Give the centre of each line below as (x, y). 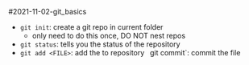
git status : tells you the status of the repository (100, 44)
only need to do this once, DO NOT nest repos (109, 36)
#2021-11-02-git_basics (48, 12)
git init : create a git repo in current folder (91, 27)
